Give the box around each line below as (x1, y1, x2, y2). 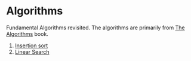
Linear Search (14, 48, 50, 55)
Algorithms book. (6, 30, 49, 37)
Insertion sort (14, 42, 48, 49)
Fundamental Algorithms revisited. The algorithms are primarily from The (6, 24, 185, 31)
